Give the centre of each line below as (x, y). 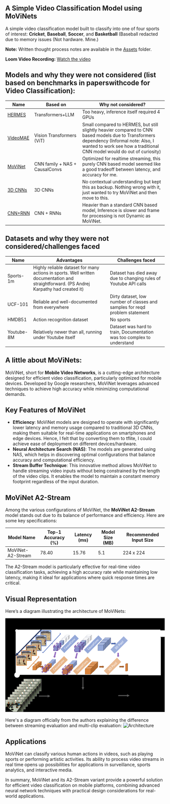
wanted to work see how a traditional (121, 146)
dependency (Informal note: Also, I (118, 141)
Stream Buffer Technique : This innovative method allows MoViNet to (84, 466)
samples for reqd (127, 307)
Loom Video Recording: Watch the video (48, 59)
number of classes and (134, 301)
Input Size (143, 540)
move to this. (96, 198)
